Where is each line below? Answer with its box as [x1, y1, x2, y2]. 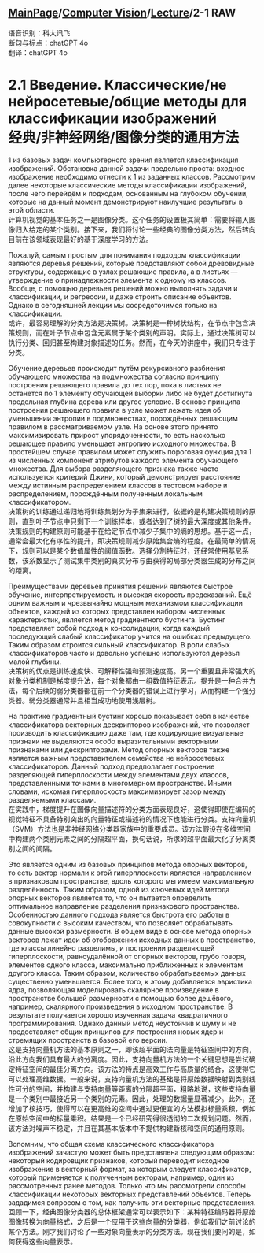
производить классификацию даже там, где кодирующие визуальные [8, 728, 244, 737]
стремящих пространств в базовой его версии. [8, 1035, 168, 1044]
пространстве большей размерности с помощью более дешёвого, [8, 993, 233, 1003]
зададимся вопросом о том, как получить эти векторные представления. [8, 1197, 256, 1207]
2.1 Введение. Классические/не [8, 76, 227, 94]
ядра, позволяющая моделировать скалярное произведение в [8, 984, 219, 995]
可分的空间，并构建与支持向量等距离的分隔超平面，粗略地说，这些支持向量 [14, 1084, 256, 1093]
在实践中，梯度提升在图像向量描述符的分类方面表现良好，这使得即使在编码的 [8, 804, 256, 814]
